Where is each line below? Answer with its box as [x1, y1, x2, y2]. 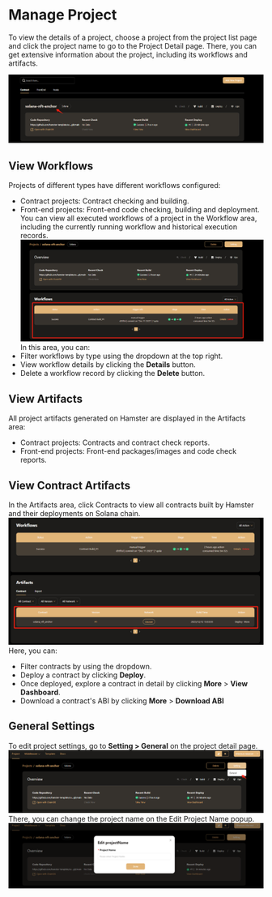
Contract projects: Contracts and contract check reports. [19, 438, 210, 447]
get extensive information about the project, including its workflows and [8, 49, 249, 59]
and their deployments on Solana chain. [8, 509, 141, 519]
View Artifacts [8, 391, 83, 406]
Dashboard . [19, 687, 61, 698]
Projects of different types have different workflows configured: [8, 181, 221, 190]
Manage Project [8, 6, 117, 24]
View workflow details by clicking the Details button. [19, 360, 196, 369]
